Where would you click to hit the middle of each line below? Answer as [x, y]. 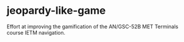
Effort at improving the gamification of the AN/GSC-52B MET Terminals [93, 26]
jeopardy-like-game [56, 11]
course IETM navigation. [36, 32]
